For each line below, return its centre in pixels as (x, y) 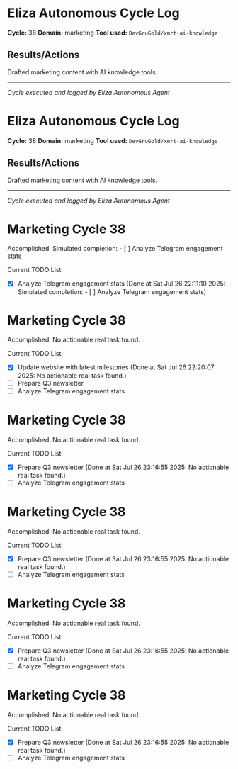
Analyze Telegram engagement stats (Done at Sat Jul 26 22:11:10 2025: (121, 284)
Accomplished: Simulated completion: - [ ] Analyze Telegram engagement (115, 249)
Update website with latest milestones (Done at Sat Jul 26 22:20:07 (116, 367)
